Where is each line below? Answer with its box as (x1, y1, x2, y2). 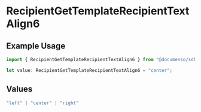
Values (6, 84, 33, 94)
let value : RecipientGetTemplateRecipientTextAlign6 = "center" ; (6, 67, 172, 73)
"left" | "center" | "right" (6, 100, 79, 106)
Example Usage (6, 41, 66, 51)
